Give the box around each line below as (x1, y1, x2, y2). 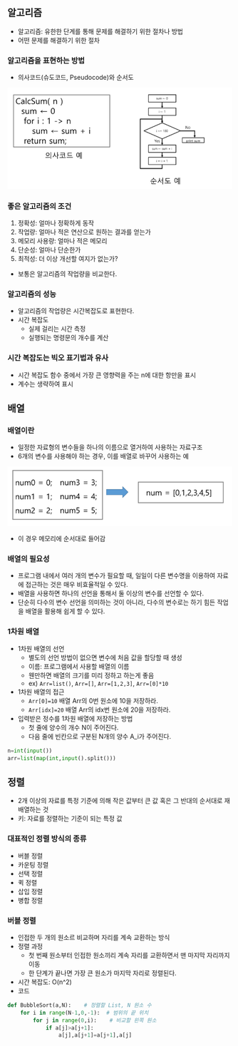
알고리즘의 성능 (7, 289, 57, 299)
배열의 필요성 (7, 554, 50, 564)
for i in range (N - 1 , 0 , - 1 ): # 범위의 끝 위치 (20, 1009, 149, 1016)
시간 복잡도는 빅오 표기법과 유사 (7, 353, 109, 363)
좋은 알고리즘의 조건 (7, 201, 72, 211)
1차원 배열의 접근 (17, 687, 65, 696)
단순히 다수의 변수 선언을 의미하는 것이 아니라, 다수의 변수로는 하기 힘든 (17, 598, 216, 607)
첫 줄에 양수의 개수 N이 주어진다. (28, 723, 119, 732)
